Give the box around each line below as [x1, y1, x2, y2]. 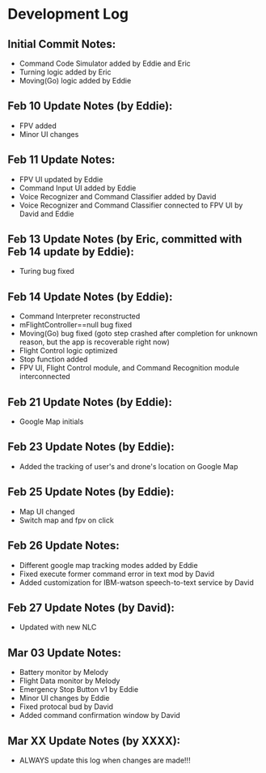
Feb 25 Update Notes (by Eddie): [7, 485, 175, 499]
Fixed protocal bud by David [19, 702, 114, 711]
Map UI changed [19, 506, 75, 516]
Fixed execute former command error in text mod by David [19, 569, 215, 579]
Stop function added [19, 354, 88, 365]
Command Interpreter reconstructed [19, 311, 141, 321]
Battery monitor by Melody [19, 668, 108, 677]
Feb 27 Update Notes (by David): [7, 600, 175, 614]
